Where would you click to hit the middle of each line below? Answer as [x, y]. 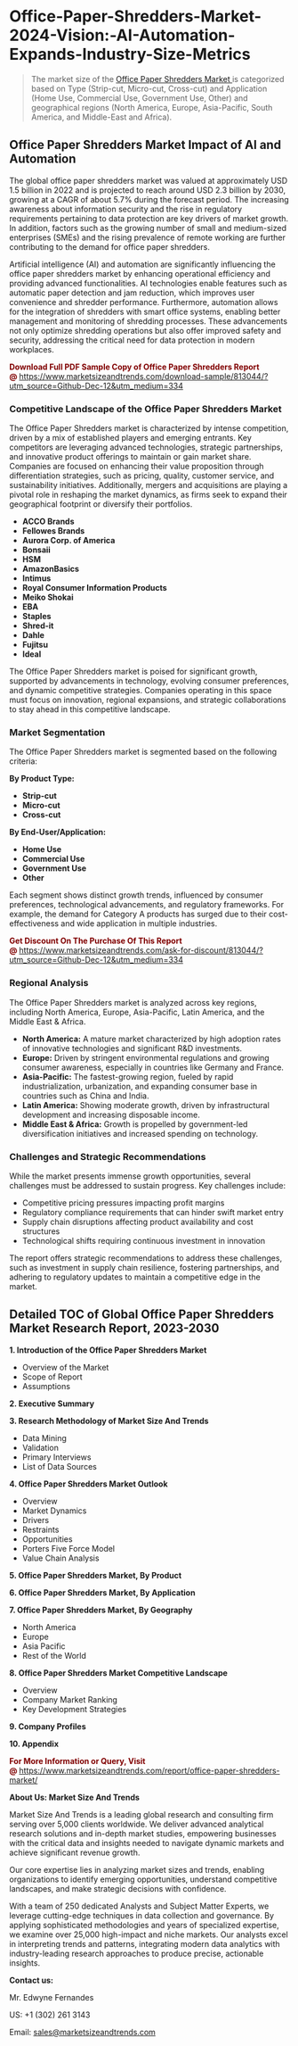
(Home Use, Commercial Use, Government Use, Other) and [139, 98]
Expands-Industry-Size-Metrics [130, 54]
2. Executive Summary [52, 1404]
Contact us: [31, 1980]
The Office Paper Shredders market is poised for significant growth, [133, 672]
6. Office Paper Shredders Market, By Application [102, 1592]
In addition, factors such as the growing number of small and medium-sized [148, 228]
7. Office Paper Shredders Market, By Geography [101, 1610]
